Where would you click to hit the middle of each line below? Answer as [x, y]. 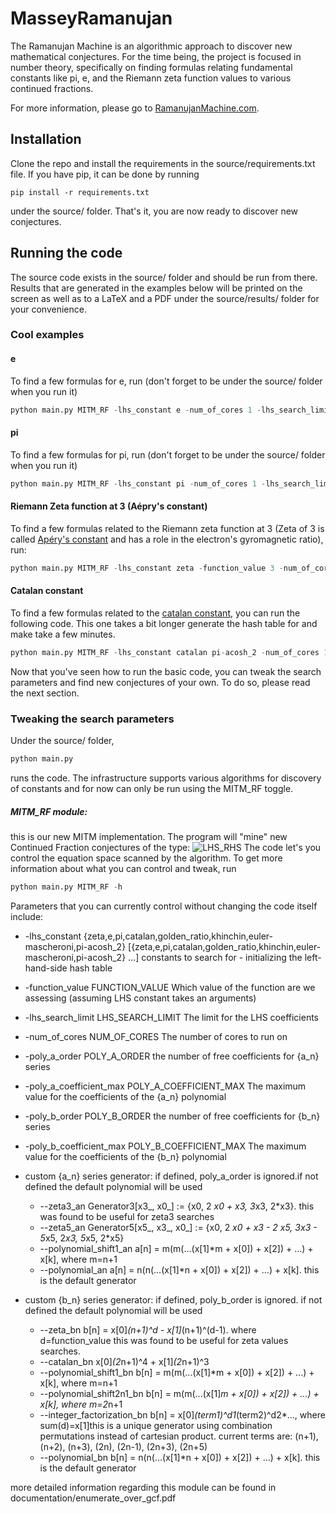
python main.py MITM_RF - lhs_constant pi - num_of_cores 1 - [138, 483]
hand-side [46, 968]
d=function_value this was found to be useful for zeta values [164, 1340]
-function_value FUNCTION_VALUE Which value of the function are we [170, 987]
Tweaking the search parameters [92, 719]
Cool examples [47, 335]
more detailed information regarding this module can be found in [143, 1487]
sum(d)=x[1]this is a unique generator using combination [156, 1425]
